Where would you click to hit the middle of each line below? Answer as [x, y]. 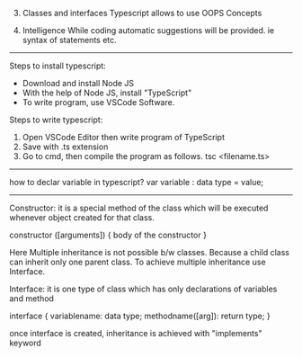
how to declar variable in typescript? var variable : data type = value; [137, 182]
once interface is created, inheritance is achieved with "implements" [136, 333]
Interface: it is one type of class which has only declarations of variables [143, 289]
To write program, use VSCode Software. [98, 102]
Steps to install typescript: [58, 66]
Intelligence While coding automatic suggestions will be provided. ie [148, 30]
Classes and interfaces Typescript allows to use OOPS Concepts [142, 13]
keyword [26, 343]
